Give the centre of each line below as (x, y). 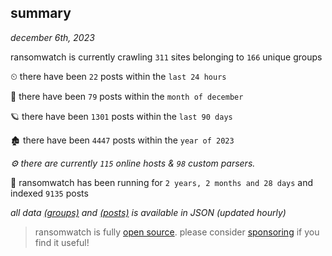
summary (41, 13)
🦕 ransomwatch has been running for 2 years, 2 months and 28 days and (162, 182)
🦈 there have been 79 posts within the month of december (127, 96)
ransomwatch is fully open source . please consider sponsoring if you (177, 232)
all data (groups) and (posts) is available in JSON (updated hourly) (148, 212)
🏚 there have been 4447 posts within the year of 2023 (122, 140)
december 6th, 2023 (52, 37)
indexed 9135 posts (49, 193)
